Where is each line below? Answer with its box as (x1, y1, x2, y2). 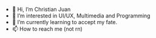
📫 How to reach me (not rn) (12, 25, 83, 33)
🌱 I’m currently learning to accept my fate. (12, 19, 118, 25)
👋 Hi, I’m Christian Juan (12, 6, 71, 13)
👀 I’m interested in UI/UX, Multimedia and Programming (12, 12, 151, 19)
